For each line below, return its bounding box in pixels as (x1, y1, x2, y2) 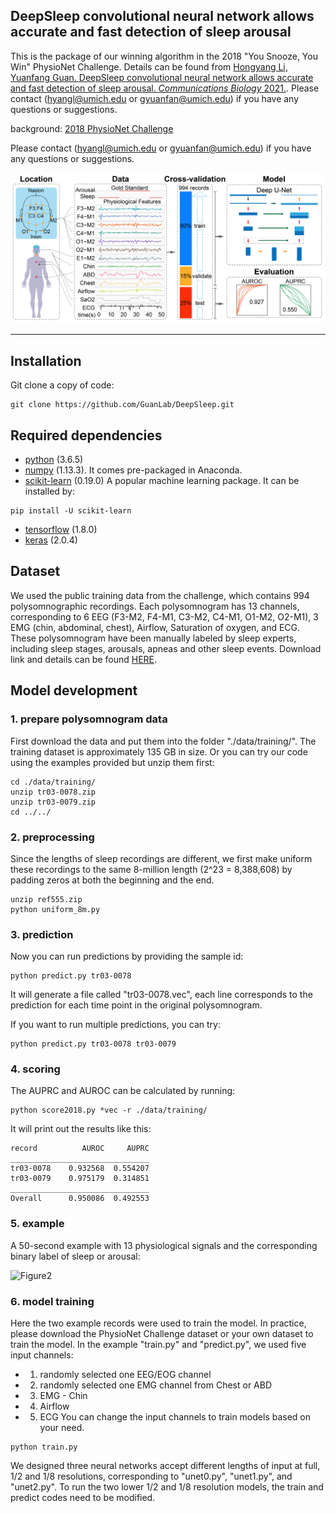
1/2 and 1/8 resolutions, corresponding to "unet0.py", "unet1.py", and (10, 1470, 293, 1483)
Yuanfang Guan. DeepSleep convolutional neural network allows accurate (10, 71, 314, 83)
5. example (10, 1217, 65, 1231)
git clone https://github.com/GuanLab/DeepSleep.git (10, 400, 235, 410)
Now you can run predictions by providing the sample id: (10, 950, 244, 963)
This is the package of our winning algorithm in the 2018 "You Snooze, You (10, 50, 318, 62)
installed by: (24, 485, 76, 498)
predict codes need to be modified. (10, 1492, 156, 1504)
